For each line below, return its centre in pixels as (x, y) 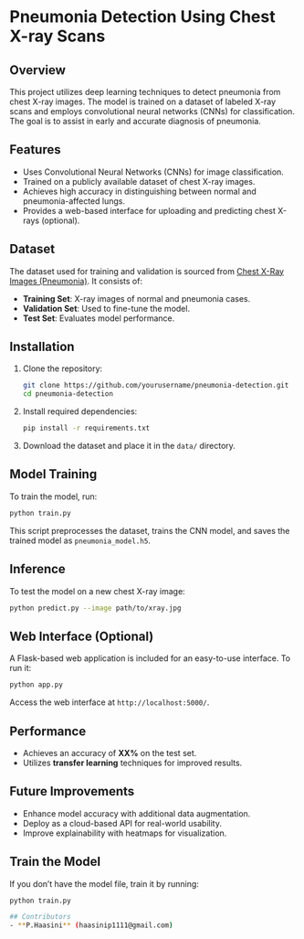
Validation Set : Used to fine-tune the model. (106, 308)
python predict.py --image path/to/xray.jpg (95, 608)
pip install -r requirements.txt (86, 428)
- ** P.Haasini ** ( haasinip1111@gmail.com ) (91, 925)
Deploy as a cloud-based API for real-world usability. (122, 823)
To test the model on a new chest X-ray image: (97, 591)
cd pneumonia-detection (68, 394)
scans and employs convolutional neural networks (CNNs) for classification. (152, 111)
